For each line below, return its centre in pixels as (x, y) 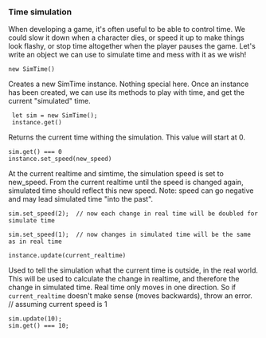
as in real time (35, 242)
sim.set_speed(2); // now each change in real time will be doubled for (133, 214)
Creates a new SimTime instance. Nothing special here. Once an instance (129, 84)
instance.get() (37, 123)
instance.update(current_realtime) (67, 256)
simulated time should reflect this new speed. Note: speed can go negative (131, 191)
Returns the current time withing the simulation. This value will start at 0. (127, 137)
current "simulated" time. (49, 101)
